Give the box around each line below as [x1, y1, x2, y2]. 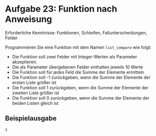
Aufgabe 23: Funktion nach [5, 3, 118, 15]
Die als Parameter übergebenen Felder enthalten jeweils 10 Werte [12, 64, 143, 70]
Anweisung [5, 14, 52, 25]
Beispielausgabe [5, 114, 57, 122]
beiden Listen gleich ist [12, 100, 59, 106]
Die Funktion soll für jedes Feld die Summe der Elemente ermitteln [12, 69, 144, 75]
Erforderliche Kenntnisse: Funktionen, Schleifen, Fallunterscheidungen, [5, 30, 147, 35]
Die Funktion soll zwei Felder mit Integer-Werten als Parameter [12, 53, 138, 59]
